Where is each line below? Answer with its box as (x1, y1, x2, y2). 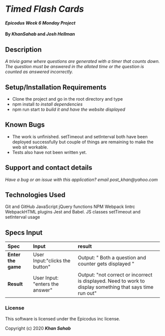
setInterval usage (5, 214, 40, 220)
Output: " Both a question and (78, 254, 146, 261)
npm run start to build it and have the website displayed (12, 106, 125, 112)
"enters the (33, 281, 59, 287)
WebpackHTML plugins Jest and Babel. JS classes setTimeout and (5, 209, 141, 215)
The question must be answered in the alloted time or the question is (5, 64, 144, 70)
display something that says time (78, 284, 154, 290)
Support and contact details (5, 163, 92, 172)
